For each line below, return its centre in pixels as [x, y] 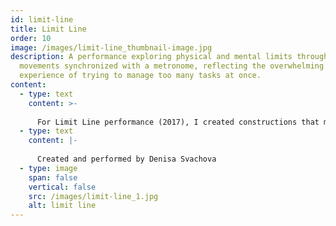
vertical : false [62, 187]
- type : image [48, 168]
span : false [53, 177]
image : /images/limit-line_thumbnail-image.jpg [111, 47]
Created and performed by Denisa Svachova [126, 159]
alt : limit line [62, 206]
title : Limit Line [48, 29]
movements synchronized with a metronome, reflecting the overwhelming [172, 66]
